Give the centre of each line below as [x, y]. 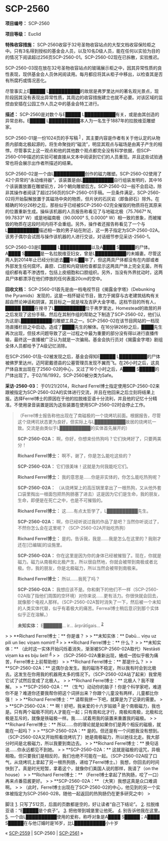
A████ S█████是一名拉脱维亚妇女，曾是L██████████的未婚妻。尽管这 [83, 253]
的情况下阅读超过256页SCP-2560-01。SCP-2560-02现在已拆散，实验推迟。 [83, 57]
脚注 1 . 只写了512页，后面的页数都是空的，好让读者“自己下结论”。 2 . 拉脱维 [82, 804]
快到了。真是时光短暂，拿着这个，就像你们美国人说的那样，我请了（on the [82, 769]
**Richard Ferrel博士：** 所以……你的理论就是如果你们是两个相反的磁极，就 [83, 724]
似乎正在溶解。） [34, 614]
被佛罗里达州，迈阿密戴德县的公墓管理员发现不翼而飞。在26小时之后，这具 [82, 363]
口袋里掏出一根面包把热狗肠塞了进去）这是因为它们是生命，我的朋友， [90, 494]
